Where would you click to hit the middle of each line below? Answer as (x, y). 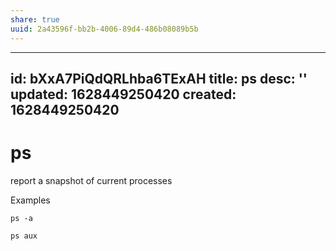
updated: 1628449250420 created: (123, 94)
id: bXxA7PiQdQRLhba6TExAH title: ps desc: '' (159, 78)
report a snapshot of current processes (91, 180)
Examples (30, 200)
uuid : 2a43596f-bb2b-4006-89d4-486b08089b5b (104, 29)
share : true (35, 19)
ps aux (24, 236)
